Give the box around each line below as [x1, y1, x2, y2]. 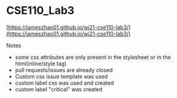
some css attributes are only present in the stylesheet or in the [14, 53, 171, 60]
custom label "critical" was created [14, 85, 103, 93]
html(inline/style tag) [14, 60, 67, 67]
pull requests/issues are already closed [14, 66, 113, 73]
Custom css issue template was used [14, 73, 108, 80]
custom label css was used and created [14, 79, 114, 87]
